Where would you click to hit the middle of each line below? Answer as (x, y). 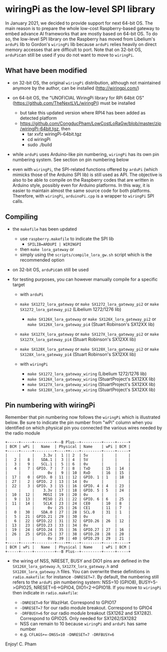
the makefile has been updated (45, 229)
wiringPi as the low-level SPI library (80, 9)
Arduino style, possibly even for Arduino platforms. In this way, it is (81, 185)
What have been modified (46, 71)
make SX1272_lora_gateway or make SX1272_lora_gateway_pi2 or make (89, 304)
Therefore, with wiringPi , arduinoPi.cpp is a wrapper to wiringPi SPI (83, 195)
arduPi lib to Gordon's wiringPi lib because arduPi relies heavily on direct (81, 44)
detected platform (38, 118)
